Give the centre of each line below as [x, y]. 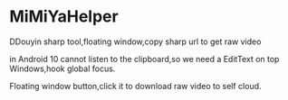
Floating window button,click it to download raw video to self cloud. [135, 86]
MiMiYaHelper [64, 17]
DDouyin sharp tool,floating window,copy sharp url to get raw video [135, 41]
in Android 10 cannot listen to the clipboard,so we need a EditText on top [144, 59]
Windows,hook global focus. [62, 68]
